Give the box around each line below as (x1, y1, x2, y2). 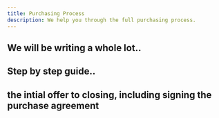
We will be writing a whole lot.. (7, 42, 142, 54)
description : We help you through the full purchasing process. (7, 17, 196, 23)
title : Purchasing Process (7, 10, 85, 17)
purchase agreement (7, 99, 99, 111)
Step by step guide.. (7, 66, 96, 77)
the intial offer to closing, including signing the (7, 89, 212, 101)
